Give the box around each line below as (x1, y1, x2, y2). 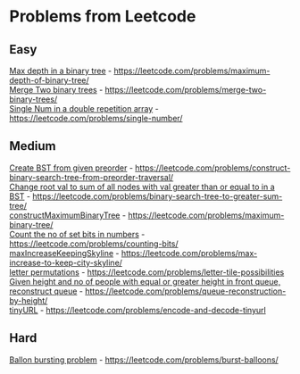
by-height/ (9, 295, 48, 305)
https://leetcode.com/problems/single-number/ (9, 113, 183, 123)
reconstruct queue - (9, 286, 83, 296)
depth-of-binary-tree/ (9, 75, 89, 86)
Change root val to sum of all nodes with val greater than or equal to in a (9, 181, 275, 192)
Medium (9, 138, 56, 154)
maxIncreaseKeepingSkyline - (9, 247, 120, 258)
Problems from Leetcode (9, 6, 196, 27)
